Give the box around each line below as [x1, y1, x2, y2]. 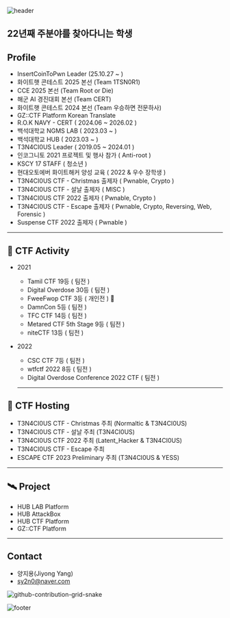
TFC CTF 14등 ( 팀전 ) [27, 311, 87, 320]
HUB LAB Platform [16, 502, 69, 511]
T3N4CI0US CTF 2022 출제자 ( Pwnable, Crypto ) [16, 194, 156, 202]
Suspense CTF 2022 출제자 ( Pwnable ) [16, 218, 128, 227]
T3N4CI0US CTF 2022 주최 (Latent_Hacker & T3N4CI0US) [16, 436, 183, 444]
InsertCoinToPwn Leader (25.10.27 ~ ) [16, 70, 124, 78]
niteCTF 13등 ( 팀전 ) [27, 329, 84, 337]
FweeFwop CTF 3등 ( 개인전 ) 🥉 [27, 294, 115, 302]
